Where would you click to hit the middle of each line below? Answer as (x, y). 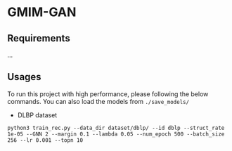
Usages (24, 77)
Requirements (39, 38)
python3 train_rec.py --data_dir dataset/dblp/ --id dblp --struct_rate (116, 128)
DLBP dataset (37, 115)
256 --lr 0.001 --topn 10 (45, 140)
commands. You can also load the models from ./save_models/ (98, 101)
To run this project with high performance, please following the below (108, 94)
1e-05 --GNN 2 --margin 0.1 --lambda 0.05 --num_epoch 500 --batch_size (116, 134)
